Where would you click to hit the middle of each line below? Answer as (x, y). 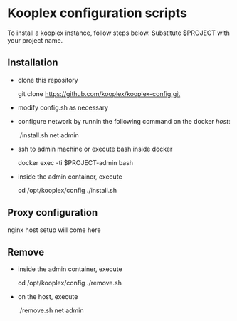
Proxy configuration (53, 212)
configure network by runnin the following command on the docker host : (124, 121)
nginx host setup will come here (54, 230)
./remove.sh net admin (51, 310)
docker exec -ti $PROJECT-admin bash (75, 162)
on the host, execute (48, 297)
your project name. (35, 40)
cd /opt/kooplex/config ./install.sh (67, 190)
